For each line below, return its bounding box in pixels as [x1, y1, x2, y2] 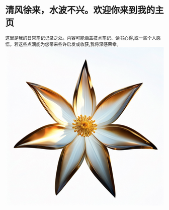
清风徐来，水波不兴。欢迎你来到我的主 [5, 5, 164, 16]
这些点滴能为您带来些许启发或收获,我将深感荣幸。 [18, 41, 122, 47]
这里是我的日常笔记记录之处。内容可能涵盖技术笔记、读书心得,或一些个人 [5, 35, 157, 41]
